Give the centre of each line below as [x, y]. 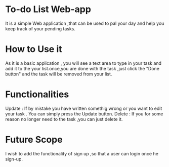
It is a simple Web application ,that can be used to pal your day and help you [85, 23]
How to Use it [34, 49]
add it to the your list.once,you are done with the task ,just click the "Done [82, 68]
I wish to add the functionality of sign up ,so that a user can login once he [82, 153]
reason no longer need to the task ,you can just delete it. [64, 119]
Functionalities [37, 94]
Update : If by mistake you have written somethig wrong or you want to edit [84, 108]
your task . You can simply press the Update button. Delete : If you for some [84, 114]
